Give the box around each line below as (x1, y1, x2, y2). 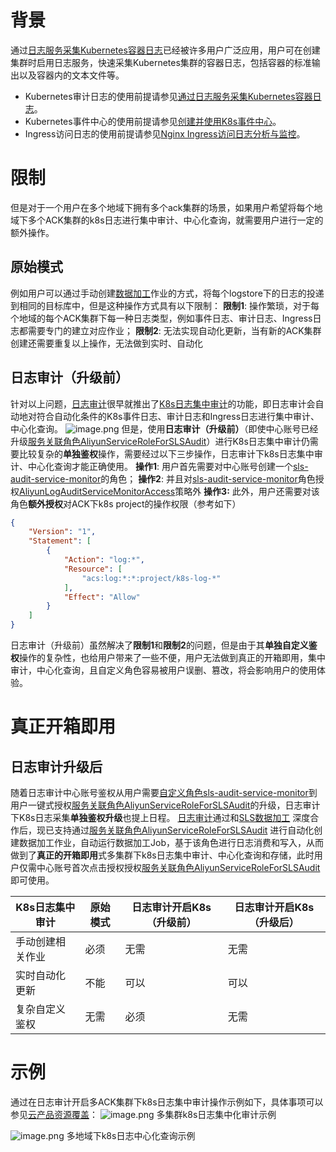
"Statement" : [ (28, 536, 92, 546)
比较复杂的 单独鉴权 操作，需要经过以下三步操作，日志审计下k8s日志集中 (18, 447, 315, 460)
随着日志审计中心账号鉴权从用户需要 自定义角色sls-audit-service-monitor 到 (10, 787, 318, 798)
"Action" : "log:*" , (63, 555, 145, 565)
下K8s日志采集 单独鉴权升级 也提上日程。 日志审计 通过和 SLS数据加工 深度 (10, 812, 311, 823)
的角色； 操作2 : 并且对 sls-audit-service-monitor (100, 472, 298, 485)
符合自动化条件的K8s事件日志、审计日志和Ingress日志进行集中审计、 (36, 410, 320, 422)
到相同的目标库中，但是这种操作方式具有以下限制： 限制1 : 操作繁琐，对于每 (10, 299, 320, 311)
